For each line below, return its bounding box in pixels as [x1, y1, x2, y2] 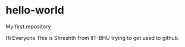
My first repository [5, 23, 51, 30]
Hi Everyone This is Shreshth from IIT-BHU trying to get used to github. [5, 34, 180, 41]
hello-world [5, 4, 65, 17]
